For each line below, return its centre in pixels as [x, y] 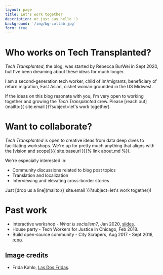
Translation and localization [40, 175]
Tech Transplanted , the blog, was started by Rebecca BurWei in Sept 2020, [82, 66]
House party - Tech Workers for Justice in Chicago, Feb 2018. [75, 229]
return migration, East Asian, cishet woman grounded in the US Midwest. [79, 87]
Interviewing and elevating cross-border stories [61, 181]
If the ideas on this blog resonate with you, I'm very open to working [75, 96]
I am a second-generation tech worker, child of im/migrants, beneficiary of [81, 81]
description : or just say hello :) [42, 19]
